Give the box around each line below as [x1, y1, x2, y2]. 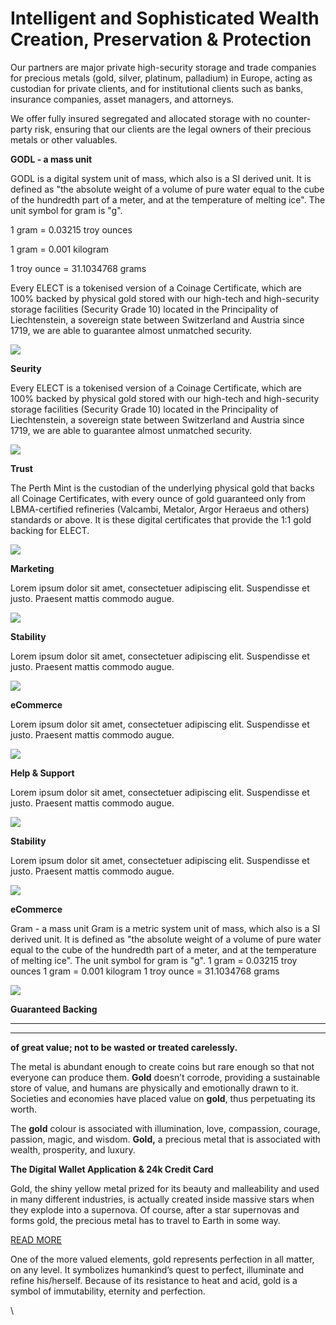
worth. [10, 1103, 37, 1115]
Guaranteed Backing [10, 1003, 98, 1015]
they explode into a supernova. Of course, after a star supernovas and [10, 1203, 300, 1216]
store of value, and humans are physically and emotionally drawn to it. [10, 1082, 299, 1094]
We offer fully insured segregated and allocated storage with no [10, 112, 273, 124]
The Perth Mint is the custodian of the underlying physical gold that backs [10, 482, 315, 494]
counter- [274, 112, 312, 124]
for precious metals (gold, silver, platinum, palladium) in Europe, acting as [10, 72, 313, 84]
